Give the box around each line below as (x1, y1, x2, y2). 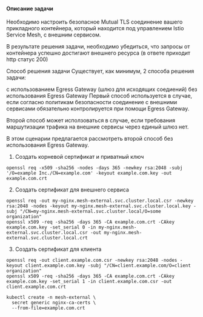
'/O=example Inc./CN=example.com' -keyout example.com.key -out (6, 170, 172, 176)
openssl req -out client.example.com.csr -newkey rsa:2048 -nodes (6, 258, 178, 264)
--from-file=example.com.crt (12, 305, 85, 312)
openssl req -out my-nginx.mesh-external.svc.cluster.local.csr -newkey (6, 198, 194, 204)
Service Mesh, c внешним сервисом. (6, 31, 101, 39)
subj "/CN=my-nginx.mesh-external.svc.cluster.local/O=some (6, 209, 162, 215)
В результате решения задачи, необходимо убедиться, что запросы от (6, 43, 190, 50)
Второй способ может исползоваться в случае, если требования (6, 117, 176, 124)
